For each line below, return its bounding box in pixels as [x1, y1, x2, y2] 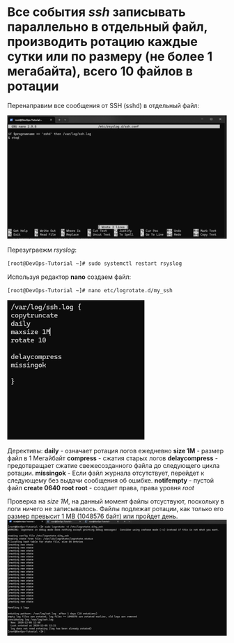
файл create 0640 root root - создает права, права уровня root [7, 483, 194, 492]
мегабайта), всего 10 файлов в [7, 63, 193, 80]
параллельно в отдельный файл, [7, 19, 208, 35]
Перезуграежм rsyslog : [7, 245, 77, 254]
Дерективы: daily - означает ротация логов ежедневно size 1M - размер [7, 446, 224, 455]
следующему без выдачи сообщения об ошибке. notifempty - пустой [7, 476, 214, 485]
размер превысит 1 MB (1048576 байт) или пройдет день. [7, 512, 178, 520]
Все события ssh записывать [7, 4, 186, 20]
